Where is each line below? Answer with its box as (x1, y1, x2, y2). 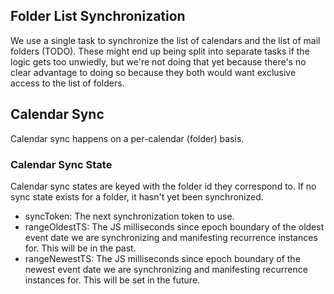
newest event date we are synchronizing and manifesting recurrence (24, 263, 308, 275)
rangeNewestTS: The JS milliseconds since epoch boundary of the (24, 252, 301, 264)
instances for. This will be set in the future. (24, 274, 201, 286)
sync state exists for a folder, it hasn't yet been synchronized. (10, 190, 264, 203)
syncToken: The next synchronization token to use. (24, 210, 235, 222)
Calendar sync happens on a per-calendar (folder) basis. (10, 132, 245, 144)
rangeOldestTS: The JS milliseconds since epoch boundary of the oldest (24, 220, 325, 233)
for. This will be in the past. (24, 242, 137, 254)
